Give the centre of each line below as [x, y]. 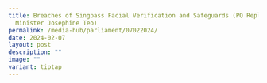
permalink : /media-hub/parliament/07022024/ [83, 30]
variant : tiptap [35, 67]
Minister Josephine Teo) [56, 23]
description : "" [35, 52]
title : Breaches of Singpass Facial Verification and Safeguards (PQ [126, 15]
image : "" [25, 60]
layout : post [30, 45]
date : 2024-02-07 [37, 38]
